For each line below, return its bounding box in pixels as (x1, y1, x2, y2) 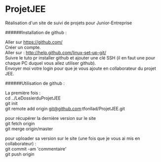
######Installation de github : (5, 29, 67, 35)
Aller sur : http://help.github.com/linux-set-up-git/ (5, 50, 106, 55)
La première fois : (5, 90, 41, 96)
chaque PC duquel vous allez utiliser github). (5, 60, 96, 66)
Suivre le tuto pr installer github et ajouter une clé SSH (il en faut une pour (5, 54, 156, 60)
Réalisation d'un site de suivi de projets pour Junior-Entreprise (5, 20, 132, 26)
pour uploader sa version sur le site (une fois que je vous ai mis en (5, 135, 140, 141)
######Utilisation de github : (5, 80, 65, 86)
